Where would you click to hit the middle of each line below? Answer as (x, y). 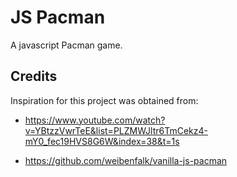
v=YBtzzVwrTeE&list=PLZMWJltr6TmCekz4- (116, 130)
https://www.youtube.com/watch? (95, 120)
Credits (34, 76)
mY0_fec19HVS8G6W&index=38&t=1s (102, 141)
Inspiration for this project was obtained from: (104, 100)
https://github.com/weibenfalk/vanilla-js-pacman (126, 160)
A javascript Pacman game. (66, 45)
